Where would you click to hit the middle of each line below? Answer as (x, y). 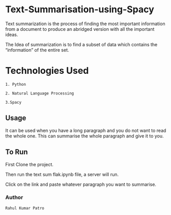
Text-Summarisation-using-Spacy (80, 9)
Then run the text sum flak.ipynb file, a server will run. (62, 174)
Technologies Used (47, 71)
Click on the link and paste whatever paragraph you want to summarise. (81, 184)
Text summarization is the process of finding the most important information (85, 24)
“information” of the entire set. (37, 50)
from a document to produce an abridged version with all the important (80, 29)
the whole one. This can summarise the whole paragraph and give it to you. (85, 136)
